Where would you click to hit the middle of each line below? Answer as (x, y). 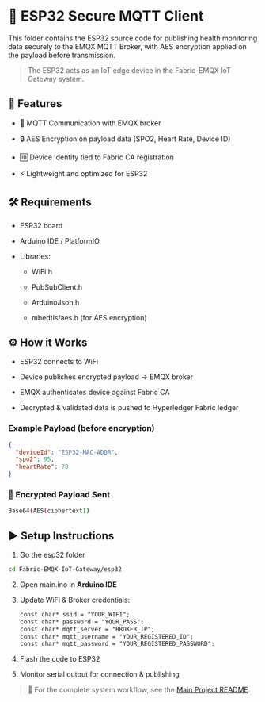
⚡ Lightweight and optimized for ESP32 (83, 173)
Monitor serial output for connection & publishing (99, 674)
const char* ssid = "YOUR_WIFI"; (75, 614)
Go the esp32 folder (52, 555)
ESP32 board (41, 225)
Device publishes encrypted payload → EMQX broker (106, 377)
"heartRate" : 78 (42, 467)
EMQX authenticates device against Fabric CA (95, 393)
